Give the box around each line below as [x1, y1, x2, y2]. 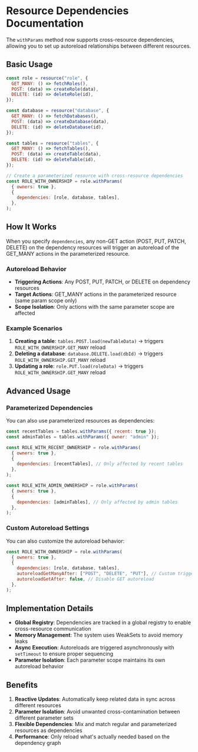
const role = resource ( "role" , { [6, 75, 88, 81]
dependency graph [14, 740, 61, 747]
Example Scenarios [6, 324, 63, 332]
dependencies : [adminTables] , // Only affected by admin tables [16, 499, 178, 505]
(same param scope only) [14, 297, 77, 304]
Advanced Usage [6, 386, 71, 396]
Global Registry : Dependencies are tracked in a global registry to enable [14, 619, 192, 626]
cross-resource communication [14, 625, 91, 632]
